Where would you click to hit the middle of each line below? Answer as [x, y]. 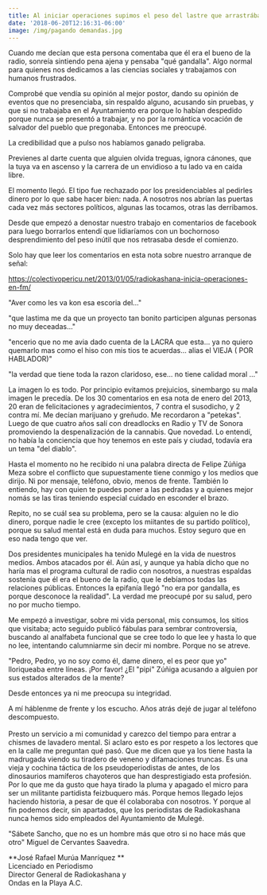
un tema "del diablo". [43, 449]
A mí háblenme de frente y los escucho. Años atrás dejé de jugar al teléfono [132, 709]
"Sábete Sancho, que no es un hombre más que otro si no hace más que [127, 834]
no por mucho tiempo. [44, 605]
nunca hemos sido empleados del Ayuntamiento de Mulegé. [106, 819]
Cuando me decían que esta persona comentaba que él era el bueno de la [130, 53]
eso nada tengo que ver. [48, 539]
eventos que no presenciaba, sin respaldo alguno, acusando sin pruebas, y [131, 102]
